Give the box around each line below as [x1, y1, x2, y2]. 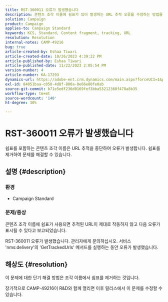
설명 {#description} [5, 167, 66, 176]
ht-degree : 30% [5, 100, 37, 105]
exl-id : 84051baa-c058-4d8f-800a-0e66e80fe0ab [5, 81, 104, 86]
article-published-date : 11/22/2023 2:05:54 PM [5, 63, 106, 68]
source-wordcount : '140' [5, 95, 57, 100]
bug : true [5, 44, 26, 49]
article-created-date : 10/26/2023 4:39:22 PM [5, 53, 101, 59]
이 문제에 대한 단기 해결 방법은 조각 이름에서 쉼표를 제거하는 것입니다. [5, 274, 140, 280]
